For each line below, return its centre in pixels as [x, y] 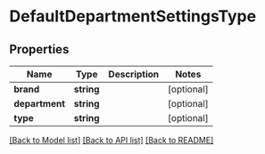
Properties [39, 49]
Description [134, 74]
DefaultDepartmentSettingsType [133, 16]
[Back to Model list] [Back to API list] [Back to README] [112, 140]
